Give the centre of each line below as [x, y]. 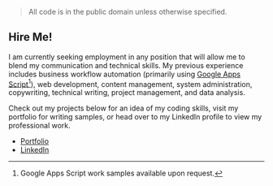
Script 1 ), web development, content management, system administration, [130, 83]
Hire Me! [30, 37]
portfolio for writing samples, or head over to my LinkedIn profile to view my [135, 117]
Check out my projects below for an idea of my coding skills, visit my [123, 108]
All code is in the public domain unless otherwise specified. [128, 12]
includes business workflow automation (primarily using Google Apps [125, 74]
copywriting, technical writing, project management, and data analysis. [127, 93]
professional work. [39, 126]
